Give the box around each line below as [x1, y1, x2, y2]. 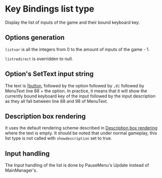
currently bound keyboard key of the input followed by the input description [5, 93, 156, 99]
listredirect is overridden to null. [5, 56, 74, 62]
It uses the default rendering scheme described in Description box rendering [5, 125, 158, 131]
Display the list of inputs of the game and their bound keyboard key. [5, 19, 140, 25]
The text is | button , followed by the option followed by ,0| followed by [5, 82, 145, 88]
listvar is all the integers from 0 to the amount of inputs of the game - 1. [5, 46, 150, 52]
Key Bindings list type [5, 3, 94, 15]
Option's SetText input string [5, 70, 94, 78]
